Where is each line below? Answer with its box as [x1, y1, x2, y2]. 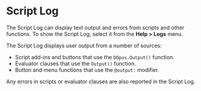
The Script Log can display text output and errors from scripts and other [6, 24, 185, 31]
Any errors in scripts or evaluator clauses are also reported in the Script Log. [6, 78, 196, 85]
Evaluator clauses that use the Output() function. [14, 60, 136, 67]
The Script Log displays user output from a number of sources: [6, 42, 162, 49]
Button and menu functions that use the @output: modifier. [14, 66, 160, 73]
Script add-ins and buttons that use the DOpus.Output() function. [14, 53, 175, 60]
